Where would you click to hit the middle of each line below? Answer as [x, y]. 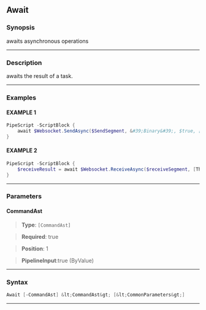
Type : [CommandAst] [46, 225]
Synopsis [21, 28]
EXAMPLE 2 [22, 150]
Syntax [17, 282]
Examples [21, 98]
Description [24, 63]
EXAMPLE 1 [21, 112]
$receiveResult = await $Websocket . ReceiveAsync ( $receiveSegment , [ [107, 169]
